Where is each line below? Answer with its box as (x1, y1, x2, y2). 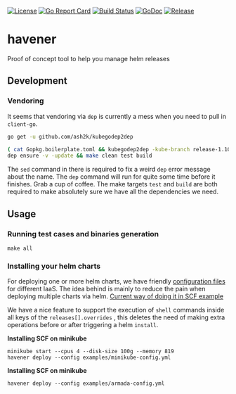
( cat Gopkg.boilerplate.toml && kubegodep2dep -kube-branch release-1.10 (7, 146, 231, 153)
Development (7, 75, 68, 87)
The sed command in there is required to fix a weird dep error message (7, 165, 211, 174)
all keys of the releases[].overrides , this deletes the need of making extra (7, 313, 225, 322)
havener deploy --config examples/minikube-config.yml (7, 354, 171, 362)
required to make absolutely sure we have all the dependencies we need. (7, 187, 219, 196)
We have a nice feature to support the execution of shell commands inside (7, 306, 225, 314)
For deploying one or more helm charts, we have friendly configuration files (7, 277, 226, 286)
